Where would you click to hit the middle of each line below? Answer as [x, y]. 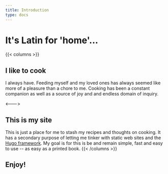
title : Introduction [27, 10]
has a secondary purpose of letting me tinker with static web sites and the [83, 138]
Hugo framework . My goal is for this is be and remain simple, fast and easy [84, 143]
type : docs [17, 15]
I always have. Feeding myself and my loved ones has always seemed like [83, 83]
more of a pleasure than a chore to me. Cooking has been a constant [78, 88]
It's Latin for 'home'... [52, 40]
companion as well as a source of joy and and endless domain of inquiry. [82, 94]
